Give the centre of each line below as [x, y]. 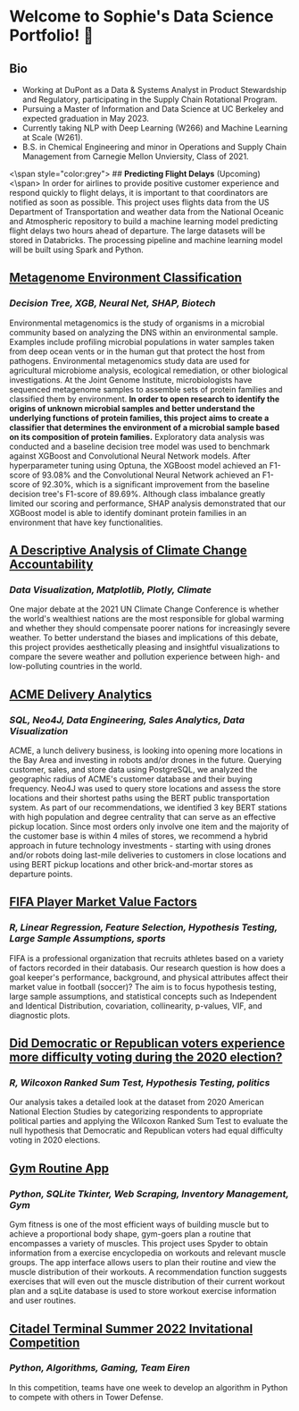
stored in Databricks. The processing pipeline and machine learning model [146, 240]
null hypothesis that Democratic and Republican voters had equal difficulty [146, 1131]
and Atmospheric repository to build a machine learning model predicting [144, 221]
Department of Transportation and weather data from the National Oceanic [146, 211]
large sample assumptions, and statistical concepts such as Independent [143, 996]
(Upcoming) [238, 173]
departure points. [41, 874]
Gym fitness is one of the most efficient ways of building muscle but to [139, 1225]
